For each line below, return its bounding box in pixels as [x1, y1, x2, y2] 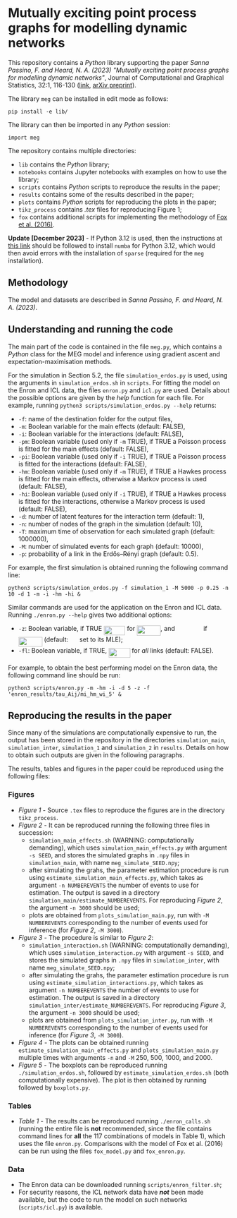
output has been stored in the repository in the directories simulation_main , [8, 736, 226, 744]
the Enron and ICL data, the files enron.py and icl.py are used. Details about [8, 386, 230, 394]
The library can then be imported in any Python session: [8, 120, 171, 128]
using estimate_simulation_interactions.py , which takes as [28, 978, 203, 987]
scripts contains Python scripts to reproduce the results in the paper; [18, 182, 221, 191]
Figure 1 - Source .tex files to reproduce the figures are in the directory [18, 806, 225, 814]
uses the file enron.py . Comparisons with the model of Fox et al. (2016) [18, 1139, 224, 1147]
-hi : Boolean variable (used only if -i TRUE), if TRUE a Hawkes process [18, 489, 227, 498]
